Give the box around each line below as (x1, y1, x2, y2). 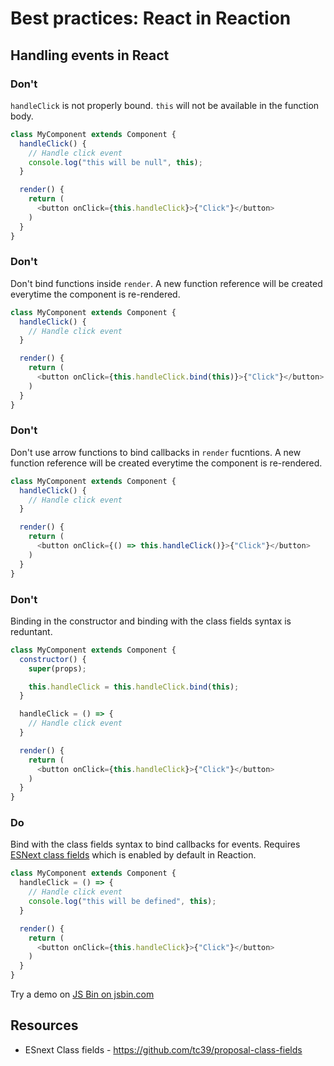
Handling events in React (10, 47, 170, 64)
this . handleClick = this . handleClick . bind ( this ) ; (28, 682, 240, 692)
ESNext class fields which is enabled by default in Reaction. (10, 849, 257, 861)
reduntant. (10, 625, 53, 637)
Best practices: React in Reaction (10, 7, 292, 30)
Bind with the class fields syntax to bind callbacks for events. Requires (10, 838, 301, 851)
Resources (10, 1017, 79, 1034)
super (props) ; (28, 663, 87, 674)
